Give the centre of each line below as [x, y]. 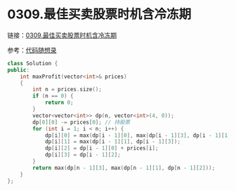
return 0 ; [59, 103]
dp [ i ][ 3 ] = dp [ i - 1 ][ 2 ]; [83, 155]
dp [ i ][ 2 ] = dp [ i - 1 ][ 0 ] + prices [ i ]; [101, 148]
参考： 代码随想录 [32, 50]
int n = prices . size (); [67, 90]
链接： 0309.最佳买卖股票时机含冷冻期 [62, 35]
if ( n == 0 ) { [53, 96]
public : [19, 70]
